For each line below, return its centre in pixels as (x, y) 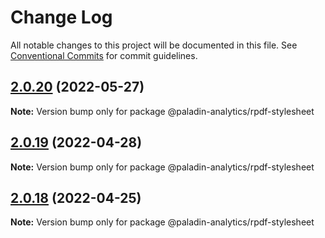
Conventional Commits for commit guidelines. (104, 55)
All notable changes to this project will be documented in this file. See (154, 45)
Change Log (61, 17)
